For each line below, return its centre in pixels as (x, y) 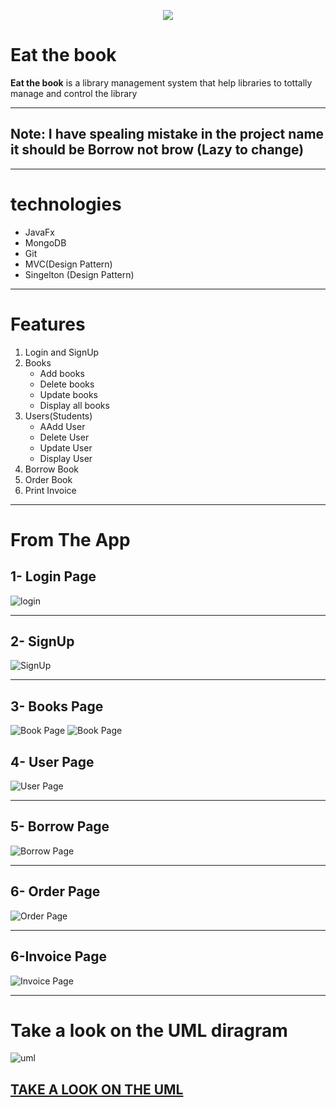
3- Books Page (57, 706)
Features (48, 324)
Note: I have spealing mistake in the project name (167, 134)
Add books (62, 373)
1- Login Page (53, 576)
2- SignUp (42, 641)
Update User (66, 447)
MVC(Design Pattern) (68, 264)
